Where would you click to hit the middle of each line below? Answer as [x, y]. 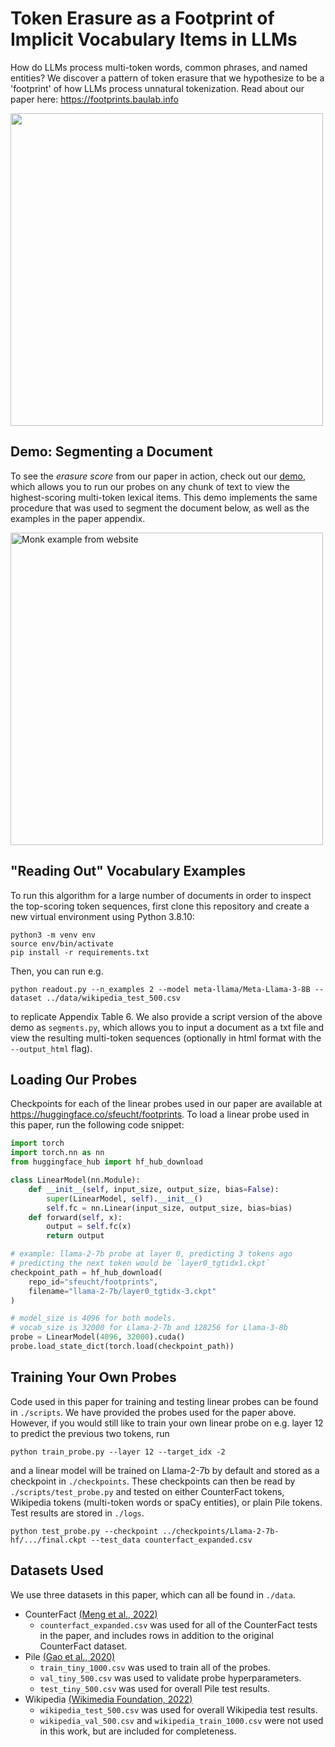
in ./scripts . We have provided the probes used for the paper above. [153, 1412]
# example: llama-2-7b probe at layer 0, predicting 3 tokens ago [151, 1254]
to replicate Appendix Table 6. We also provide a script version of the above [166, 1016]
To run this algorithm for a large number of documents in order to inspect [161, 895]
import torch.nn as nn [57, 1153]
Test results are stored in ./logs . [77, 1513]
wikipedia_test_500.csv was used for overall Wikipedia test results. [178, 1709]
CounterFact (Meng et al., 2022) [91, 1614]
